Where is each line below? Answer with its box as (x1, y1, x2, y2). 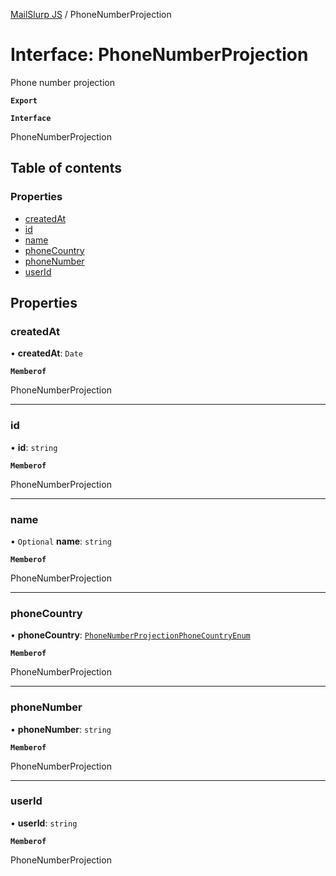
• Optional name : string (10, 535, 112, 547)
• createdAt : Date (10, 347, 83, 359)
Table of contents (10, 160, 122, 177)
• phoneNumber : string (10, 723, 112, 735)
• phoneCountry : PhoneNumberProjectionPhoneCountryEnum (10, 629, 251, 641)
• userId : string (10, 817, 78, 829)
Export (10, 95, 38, 106)
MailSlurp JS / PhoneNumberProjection (10, 9, 172, 20)
